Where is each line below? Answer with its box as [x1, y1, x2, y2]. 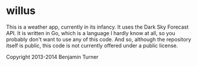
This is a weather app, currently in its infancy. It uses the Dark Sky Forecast [6, 23, 189, 30]
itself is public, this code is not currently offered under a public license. [6, 42, 178, 49]
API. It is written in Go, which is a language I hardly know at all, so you [6, 29, 175, 36]
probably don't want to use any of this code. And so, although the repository [6, 36, 192, 43]
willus [6, 4, 36, 18]
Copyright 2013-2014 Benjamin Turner [6, 53, 99, 60]
